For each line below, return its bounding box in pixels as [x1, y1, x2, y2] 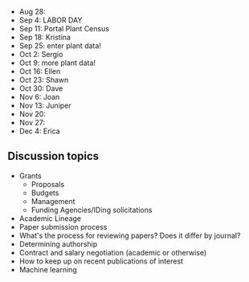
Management [31, 196, 76, 206]
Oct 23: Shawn [18, 76, 69, 84]
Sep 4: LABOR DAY [18, 15, 83, 25]
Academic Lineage [18, 213, 82, 223]
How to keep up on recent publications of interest [18, 256, 184, 266]
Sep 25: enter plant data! [18, 41, 102, 51]
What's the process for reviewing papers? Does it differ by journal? [18, 231, 241, 240]
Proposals [31, 179, 65, 189]
